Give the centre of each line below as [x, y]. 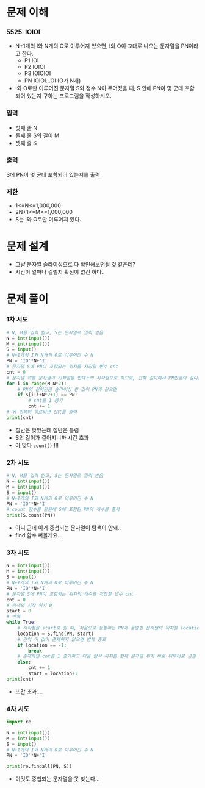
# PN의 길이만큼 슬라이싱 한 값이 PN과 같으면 [67, 389]
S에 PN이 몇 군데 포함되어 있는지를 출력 [53, 175]
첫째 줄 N [26, 127]
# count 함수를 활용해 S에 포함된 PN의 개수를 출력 [63, 510]
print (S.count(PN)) [31, 515]
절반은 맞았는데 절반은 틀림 [47, 430]
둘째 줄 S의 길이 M [37, 135]
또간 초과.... [29, 691]
